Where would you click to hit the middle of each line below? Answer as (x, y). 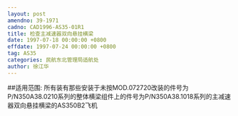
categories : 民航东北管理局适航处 (53, 60)
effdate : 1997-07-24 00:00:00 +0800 (62, 47)
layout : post (27, 14)
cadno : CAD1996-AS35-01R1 (46, 27)
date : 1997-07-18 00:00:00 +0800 (57, 40)
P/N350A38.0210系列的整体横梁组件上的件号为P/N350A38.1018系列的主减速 (119, 96)
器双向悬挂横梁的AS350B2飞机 (53, 105)
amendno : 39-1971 (33, 21)
